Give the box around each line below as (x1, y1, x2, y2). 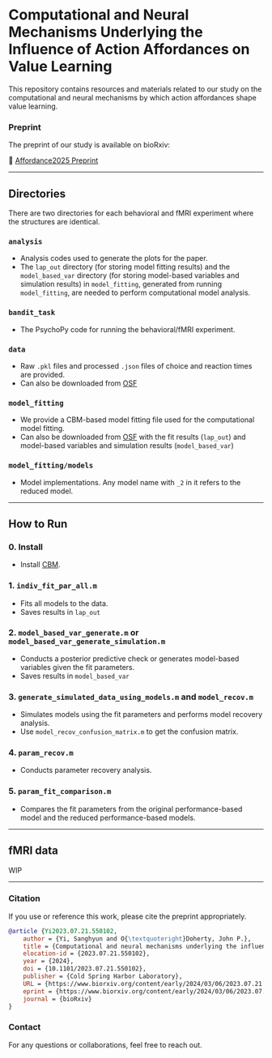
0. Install (8, 541, 43, 552)
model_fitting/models (8, 461, 94, 471)
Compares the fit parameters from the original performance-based (19, 804, 243, 813)
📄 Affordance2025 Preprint (8, 156, 99, 165)
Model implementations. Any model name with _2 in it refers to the (19, 477, 241, 487)
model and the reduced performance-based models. (19, 813, 196, 822)
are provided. (19, 369, 66, 379)
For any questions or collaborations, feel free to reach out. (8, 1039, 202, 1050)
